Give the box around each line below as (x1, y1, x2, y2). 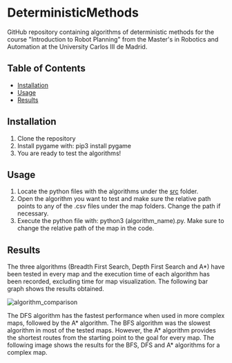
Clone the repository (17, 134, 76, 143)
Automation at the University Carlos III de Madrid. (7, 42, 148, 51)
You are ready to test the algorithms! (17, 149, 122, 157)
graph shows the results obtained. (7, 285, 105, 293)
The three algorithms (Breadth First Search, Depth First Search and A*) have (7, 263, 225, 271)
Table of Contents (7, 62, 86, 74)
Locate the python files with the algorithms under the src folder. (17, 187, 199, 195)
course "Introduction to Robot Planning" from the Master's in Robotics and (7, 35, 219, 43)
